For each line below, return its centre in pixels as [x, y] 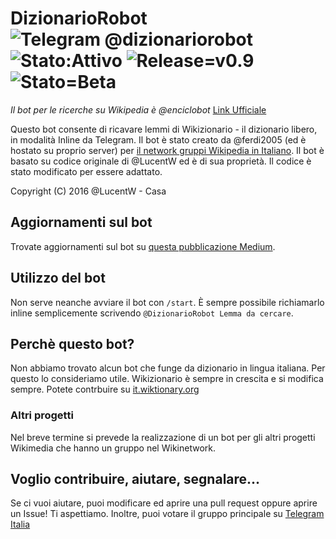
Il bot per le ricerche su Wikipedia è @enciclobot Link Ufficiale [138, 109]
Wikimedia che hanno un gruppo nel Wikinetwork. [113, 448]
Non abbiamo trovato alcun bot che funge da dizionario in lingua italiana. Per [168, 368]
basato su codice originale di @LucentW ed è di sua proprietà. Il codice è [161, 161]
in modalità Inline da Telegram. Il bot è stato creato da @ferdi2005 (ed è [158, 139]
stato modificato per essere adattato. [86, 171]
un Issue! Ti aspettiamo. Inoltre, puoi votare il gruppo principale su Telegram [167, 514]
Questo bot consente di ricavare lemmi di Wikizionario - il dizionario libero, [164, 129]
